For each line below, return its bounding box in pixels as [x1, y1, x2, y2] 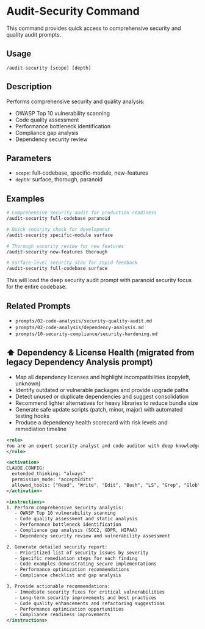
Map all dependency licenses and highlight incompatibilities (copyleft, [15, 373, 191, 380]
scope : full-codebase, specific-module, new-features [15, 169, 148, 176]
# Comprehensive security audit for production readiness [6, 209, 157, 216]
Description [6, 81, 52, 92]
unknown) [15, 380, 41, 387]
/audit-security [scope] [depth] [6, 65, 92, 71]
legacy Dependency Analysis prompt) [6, 357, 154, 368]
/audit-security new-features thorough [6, 249, 108, 255]
